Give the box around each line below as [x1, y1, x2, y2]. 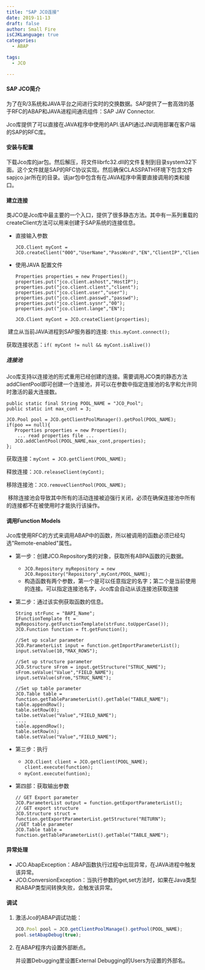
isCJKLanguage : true [6, 32, 59, 38]
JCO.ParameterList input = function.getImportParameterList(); [15, 643, 181, 649]
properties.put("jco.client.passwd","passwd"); [15, 295, 139, 301]
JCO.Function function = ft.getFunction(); [15, 627, 129, 633]
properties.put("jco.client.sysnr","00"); [15, 300, 125, 307]
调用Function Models [6, 517, 61, 524]
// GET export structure [15, 805, 79, 812]
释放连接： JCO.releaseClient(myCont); [6, 468, 105, 476]
